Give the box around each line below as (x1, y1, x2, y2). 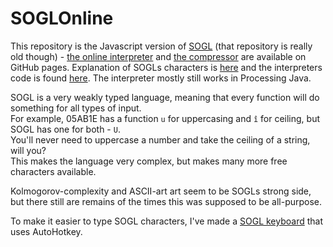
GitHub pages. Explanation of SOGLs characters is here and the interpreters (10, 61, 323, 73)
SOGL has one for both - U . (10, 123, 121, 135)
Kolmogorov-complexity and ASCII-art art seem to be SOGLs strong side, (10, 185, 312, 197)
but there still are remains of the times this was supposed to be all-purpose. (10, 195, 323, 207)
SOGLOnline (10, 7, 114, 30)
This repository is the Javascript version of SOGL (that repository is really (10, 40, 313, 52)
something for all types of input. (10, 102, 142, 114)
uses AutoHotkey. (10, 225, 83, 237)
